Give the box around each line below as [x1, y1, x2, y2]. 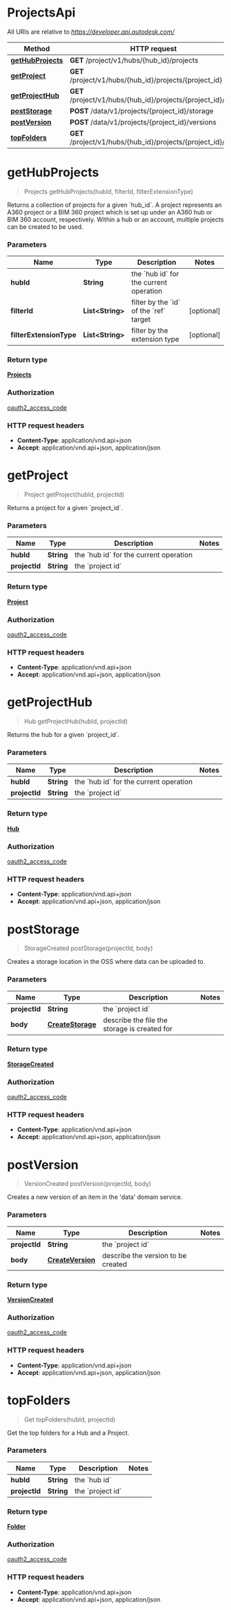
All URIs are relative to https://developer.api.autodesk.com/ [7, 27, 175, 36]
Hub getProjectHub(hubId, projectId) [23, 717, 129, 726]
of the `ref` [131, 306, 166, 316]
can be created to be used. [7, 222, 84, 231]
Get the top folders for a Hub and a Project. [7, 1429, 129, 1437]
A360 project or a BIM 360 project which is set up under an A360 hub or [7, 208, 212, 216]
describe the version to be [102, 1250, 187, 1260]
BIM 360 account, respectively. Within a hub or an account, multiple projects [7, 215, 224, 223]
